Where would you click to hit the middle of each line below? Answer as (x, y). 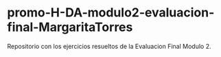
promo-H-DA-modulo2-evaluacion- (111, 13)
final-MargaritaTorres (70, 27)
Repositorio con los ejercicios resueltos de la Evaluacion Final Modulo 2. (109, 46)
